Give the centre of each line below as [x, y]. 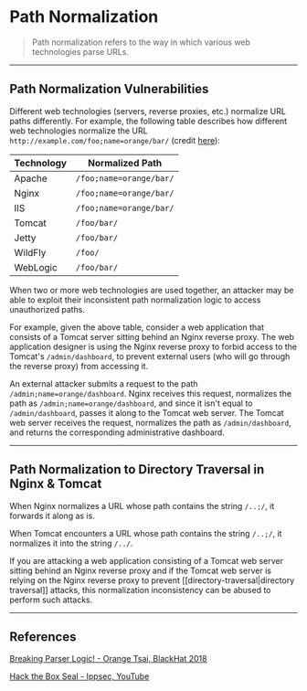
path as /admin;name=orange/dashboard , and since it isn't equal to [131, 403]
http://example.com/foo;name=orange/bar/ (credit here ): [115, 140]
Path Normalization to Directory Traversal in [137, 469]
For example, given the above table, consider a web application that [137, 327]
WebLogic [36, 267]
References [43, 637]
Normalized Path [125, 163]
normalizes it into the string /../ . [71, 543]
